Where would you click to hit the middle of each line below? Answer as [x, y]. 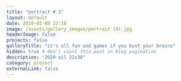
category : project [30, 63]
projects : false [27, 40]
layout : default [27, 18]
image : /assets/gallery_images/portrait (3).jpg [69, 29]
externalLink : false [33, 69]
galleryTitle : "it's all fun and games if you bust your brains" [91, 46]
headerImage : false [31, 35]
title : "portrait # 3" [35, 12]
